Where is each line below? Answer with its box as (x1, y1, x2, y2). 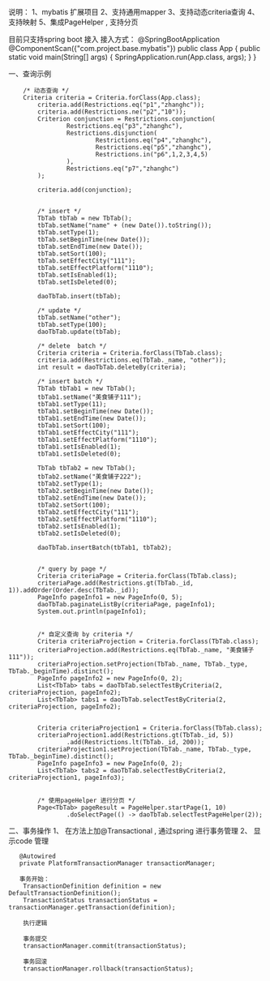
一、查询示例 (8, 69, 51, 79)
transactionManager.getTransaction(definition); (8, 903, 176, 911)
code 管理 (15, 836, 49, 846)
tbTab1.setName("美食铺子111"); (37, 393, 142, 401)
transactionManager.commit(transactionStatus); (23, 942, 186, 950)
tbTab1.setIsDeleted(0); (37, 450, 122, 458)
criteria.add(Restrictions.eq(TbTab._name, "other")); (37, 356, 227, 364)
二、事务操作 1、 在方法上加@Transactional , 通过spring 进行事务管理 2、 (8, 826, 252, 835)
